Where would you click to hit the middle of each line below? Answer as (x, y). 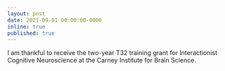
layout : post (26, 14)
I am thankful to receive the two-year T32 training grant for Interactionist (112, 53)
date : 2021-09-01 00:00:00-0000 (54, 20)
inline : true (26, 26)
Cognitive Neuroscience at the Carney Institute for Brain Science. (102, 61)
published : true (31, 33)
